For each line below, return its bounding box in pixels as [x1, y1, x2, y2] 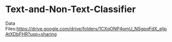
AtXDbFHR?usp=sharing [5, 31, 57, 37]
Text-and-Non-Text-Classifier [5, 4, 136, 15]
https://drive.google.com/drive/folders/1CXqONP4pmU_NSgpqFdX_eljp [16, 25, 167, 31]
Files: [5, 25, 17, 31]
